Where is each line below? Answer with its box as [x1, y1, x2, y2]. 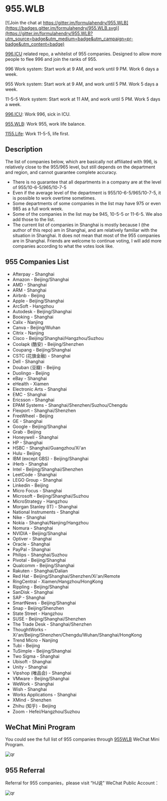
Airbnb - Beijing [12, 292, 45, 298]
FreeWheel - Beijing [12, 413, 54, 419]
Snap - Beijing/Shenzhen [12, 605, 64, 611]
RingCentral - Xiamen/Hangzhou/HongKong [12, 578, 103, 584]
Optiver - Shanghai [12, 536, 52, 542]
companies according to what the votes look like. [12, 243, 114, 249]
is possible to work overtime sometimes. [12, 195, 96, 201]
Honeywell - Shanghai [12, 434, 59, 440]
